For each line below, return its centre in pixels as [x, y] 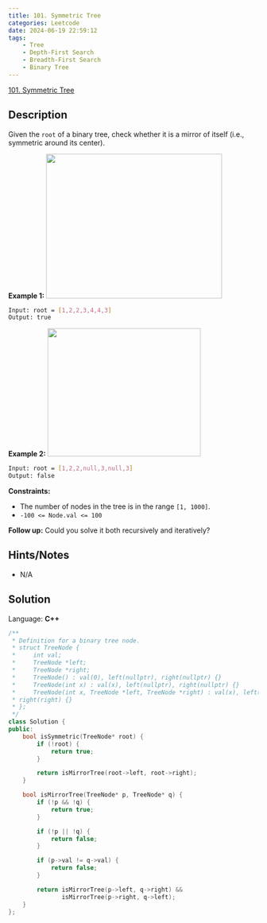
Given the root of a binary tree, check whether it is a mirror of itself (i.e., [126, 134]
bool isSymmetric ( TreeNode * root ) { [83, 736]
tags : [17, 38]
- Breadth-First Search [62, 60]
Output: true [30, 318]
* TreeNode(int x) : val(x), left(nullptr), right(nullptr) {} [126, 684]
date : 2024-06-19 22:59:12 [53, 30]
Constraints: [29, 491]
